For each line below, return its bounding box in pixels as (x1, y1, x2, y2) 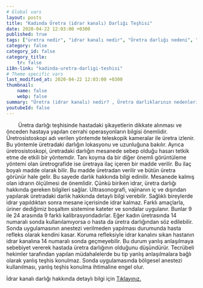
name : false (17, 88, 47, 94)
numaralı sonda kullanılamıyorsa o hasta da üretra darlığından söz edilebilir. (6, 218, 193, 225)
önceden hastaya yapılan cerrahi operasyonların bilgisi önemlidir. (6, 128, 168, 135)
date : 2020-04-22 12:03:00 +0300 (6, 25, 91, 32)
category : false (6, 43, 47, 49)
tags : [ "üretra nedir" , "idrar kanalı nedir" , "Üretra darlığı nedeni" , (6, 37, 193, 43)
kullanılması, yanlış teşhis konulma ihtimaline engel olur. (6, 263, 145, 270)
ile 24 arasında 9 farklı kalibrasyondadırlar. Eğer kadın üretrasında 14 (6, 212, 177, 219)
